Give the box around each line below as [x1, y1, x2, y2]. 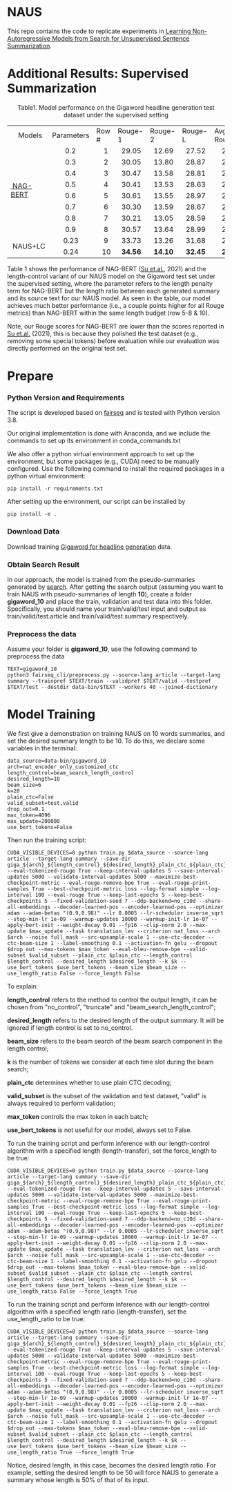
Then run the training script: [7, 836, 87, 844]
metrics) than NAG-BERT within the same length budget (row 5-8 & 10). [7, 309, 210, 317]
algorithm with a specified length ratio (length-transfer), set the [7, 1307, 187, 1316]
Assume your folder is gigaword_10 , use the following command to [7, 645, 197, 653]
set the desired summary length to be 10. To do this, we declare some [7, 737, 205, 745]
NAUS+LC [12, 241, 46, 251]
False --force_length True [59, 1288, 137, 1295]
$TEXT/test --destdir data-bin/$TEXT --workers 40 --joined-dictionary [7, 684, 217, 691]
